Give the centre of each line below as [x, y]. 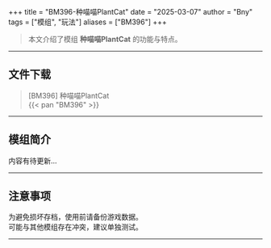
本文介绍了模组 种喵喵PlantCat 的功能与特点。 [105, 39]
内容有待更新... [33, 161]
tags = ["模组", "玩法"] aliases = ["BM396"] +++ [88, 22]
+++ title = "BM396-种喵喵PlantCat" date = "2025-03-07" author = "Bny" [131, 12]
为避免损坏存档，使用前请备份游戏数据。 [75, 217]
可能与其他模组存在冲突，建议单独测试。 [75, 227]
